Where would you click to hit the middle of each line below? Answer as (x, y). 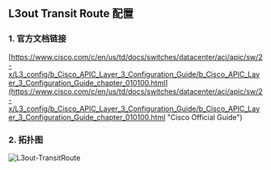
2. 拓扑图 (26, 139)
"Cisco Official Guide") (205, 117)
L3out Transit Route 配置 (71, 14)
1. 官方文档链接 (38, 39)
